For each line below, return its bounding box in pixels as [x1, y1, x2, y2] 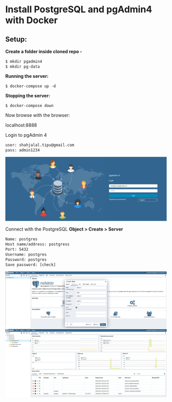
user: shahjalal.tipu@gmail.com [5, 142, 74, 147]
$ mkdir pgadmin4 [5, 59, 42, 64]
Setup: [5, 35, 27, 44]
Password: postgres [5, 257, 47, 262]
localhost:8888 [5, 122, 37, 128]
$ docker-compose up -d [5, 83, 56, 89]
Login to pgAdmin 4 [5, 132, 47, 138]
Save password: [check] [5, 262, 56, 267]
